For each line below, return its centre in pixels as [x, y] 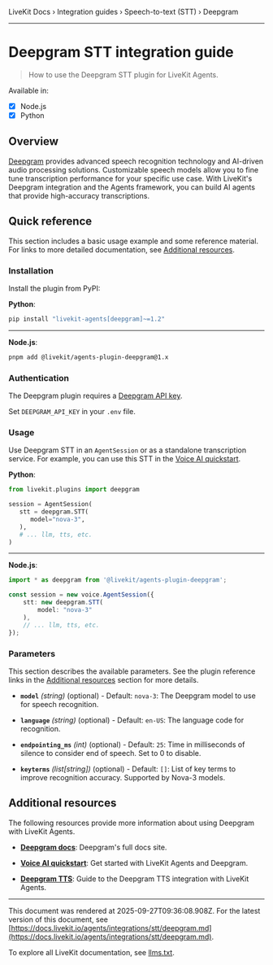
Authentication [39, 378]
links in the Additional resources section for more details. [104, 679]
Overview [34, 142]
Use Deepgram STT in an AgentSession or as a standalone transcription [127, 450]
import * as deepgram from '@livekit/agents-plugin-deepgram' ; [118, 580]
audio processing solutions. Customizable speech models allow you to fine [133, 169]
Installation [31, 270]
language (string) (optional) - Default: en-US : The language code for [132, 720]
